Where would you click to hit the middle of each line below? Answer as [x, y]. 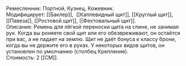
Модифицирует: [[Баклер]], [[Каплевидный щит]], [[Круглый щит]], [90, 14]
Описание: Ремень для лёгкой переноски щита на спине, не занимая [92, 27]
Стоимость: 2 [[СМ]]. [32, 58]
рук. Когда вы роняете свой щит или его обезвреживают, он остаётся [93, 33]
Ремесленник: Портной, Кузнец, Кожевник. [60, 8]
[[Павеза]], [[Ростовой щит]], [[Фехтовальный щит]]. [71, 21]
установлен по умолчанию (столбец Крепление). [67, 51]
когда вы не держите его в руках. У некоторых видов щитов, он [85, 45]
